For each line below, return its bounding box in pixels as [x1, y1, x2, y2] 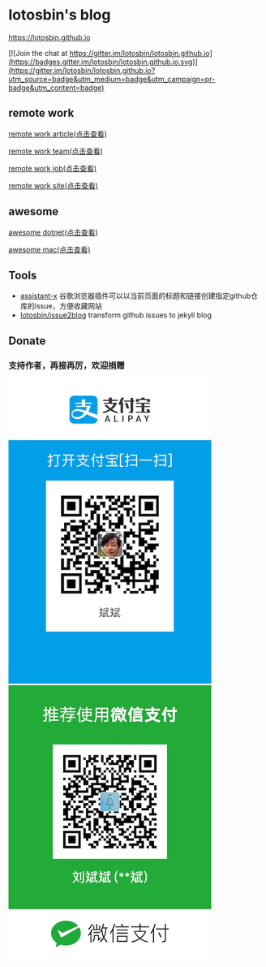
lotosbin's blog [8, 6, 111, 24]
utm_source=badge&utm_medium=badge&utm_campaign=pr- [8, 74, 216, 84]
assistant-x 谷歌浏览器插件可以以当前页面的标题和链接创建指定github [19, 291, 251, 301]
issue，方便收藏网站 [34, 301, 103, 311]
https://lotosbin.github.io [8, 32, 91, 42]
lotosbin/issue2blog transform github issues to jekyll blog [19, 310, 212, 320]
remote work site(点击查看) [8, 180, 99, 190]
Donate [8, 334, 46, 348]
